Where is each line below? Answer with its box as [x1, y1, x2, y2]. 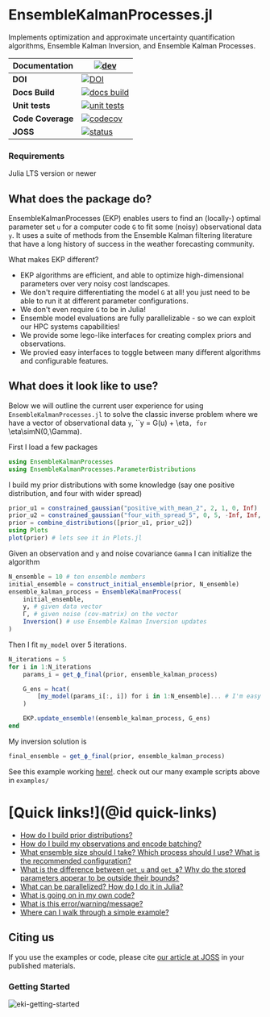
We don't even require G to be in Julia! [19, 305, 147, 315]
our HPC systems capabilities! [19, 322, 120, 331]
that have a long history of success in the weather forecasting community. [8, 240, 255, 249]
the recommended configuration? [19, 856, 131, 865]
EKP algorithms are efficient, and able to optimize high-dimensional [19, 270, 244, 280]
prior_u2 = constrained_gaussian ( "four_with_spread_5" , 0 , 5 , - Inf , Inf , [8, 511, 262, 519]
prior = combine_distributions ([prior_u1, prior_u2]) [8, 519, 193, 527]
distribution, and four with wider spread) [8, 488, 143, 498]
